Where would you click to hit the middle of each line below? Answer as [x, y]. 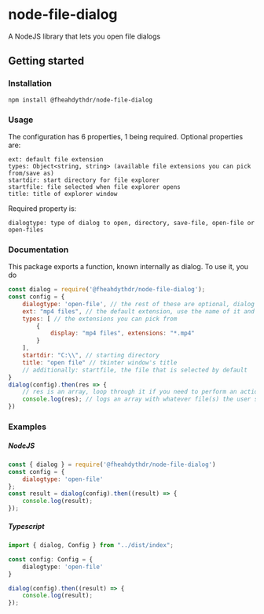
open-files [26, 230]
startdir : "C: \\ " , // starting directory [91, 356]
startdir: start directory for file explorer [84, 180]
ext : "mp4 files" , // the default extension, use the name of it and [139, 311]
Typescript [26, 526]
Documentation [38, 250]
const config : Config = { [50, 559]
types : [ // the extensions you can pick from [100, 319]
